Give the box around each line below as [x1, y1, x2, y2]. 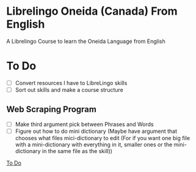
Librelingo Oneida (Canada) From [6, 4, 178, 18]
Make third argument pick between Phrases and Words [15, 121, 154, 128]
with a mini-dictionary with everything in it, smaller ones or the [15, 141, 173, 148]
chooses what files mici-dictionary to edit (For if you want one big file [15, 134, 191, 141]
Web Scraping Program [6, 104, 96, 114]
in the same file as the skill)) [42, 147, 113, 154]
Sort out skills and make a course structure [15, 86, 123, 93]
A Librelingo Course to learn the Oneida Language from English [6, 37, 166, 45]
